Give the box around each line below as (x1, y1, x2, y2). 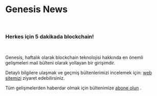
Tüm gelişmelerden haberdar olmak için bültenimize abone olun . (5, 85, 142, 91)
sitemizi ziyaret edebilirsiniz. (5, 75, 65, 81)
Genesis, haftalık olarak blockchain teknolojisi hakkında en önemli (5, 54, 143, 60)
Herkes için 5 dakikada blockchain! (5, 33, 94, 40)
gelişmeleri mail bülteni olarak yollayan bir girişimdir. (5, 60, 116, 66)
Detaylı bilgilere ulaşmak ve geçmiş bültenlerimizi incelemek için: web (5, 70, 152, 76)
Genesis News (5, 4, 68, 15)
